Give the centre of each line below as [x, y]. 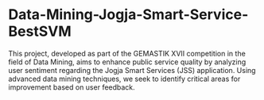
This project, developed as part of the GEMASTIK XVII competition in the [127, 53]
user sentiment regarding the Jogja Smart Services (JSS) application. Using [132, 70]
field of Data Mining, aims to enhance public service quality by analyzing [127, 62]
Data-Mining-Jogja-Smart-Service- [128, 15]
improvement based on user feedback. [72, 87]
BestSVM [40, 31]
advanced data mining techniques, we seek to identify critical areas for [124, 79]
